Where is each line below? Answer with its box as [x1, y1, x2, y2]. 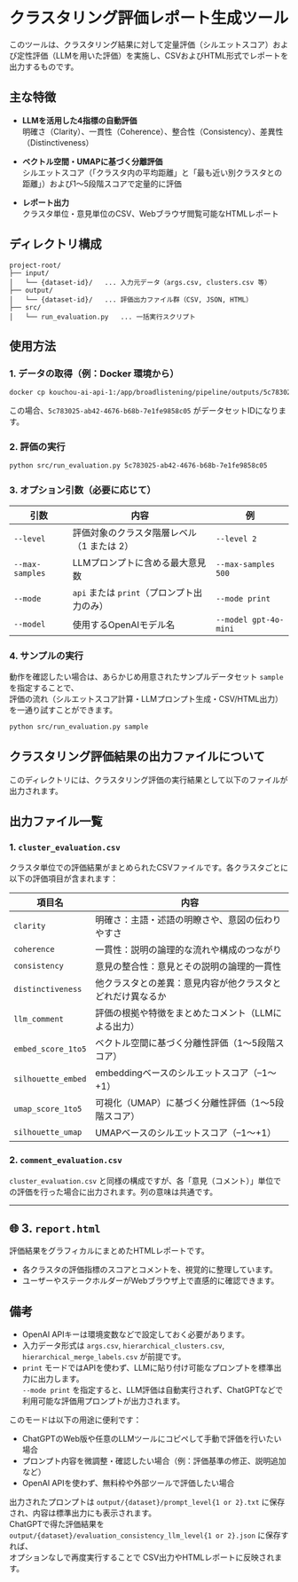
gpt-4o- [252, 614, 285, 625]
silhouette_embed [13, 1074, 87, 1084]
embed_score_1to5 [13, 1044, 87, 1054]
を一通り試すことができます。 [9, 704, 118, 715]
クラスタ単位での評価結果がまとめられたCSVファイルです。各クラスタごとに [9, 862, 288, 873]
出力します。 [37, 1373, 84, 1384]
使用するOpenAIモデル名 [72, 618, 176, 631]
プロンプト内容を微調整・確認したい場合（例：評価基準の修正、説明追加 [21, 1456, 286, 1467]
